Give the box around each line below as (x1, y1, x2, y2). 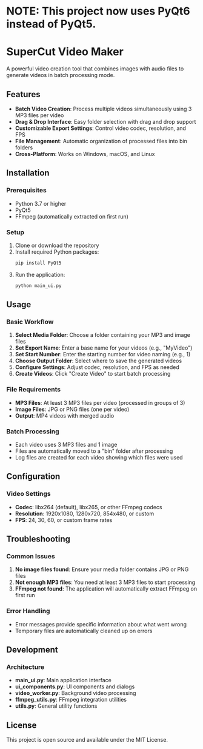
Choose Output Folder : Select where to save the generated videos (15, 357, 182, 365)
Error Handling (6, 607, 50, 615)
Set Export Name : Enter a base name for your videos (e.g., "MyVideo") (15, 344, 193, 351)
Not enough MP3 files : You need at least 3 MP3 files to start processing (15, 578, 196, 586)
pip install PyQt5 (15, 260, 62, 266)
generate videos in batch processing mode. (6, 72, 115, 79)
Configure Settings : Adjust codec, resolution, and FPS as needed (15, 364, 180, 371)
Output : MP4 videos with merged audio (15, 412, 115, 419)
